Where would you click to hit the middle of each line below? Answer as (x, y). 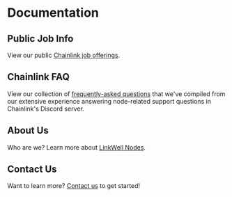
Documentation (53, 13)
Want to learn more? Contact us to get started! (74, 186)
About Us (28, 131)
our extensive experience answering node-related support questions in (109, 101)
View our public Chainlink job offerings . (64, 55)
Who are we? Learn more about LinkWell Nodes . (77, 147)
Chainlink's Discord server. (46, 109)
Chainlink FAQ (38, 77)
